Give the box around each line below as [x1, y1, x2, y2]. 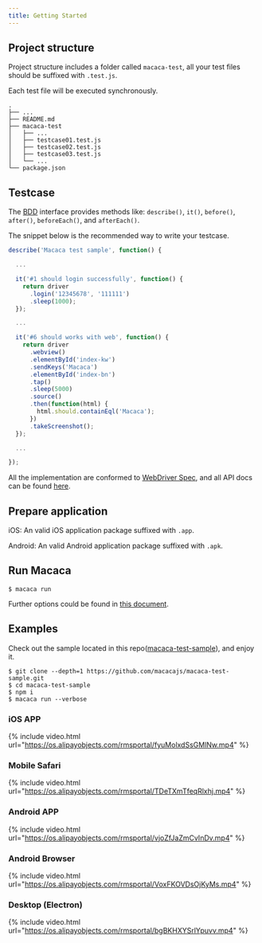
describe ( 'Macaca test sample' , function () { [8, 246, 162, 255]
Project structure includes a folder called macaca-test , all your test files [8, 62, 240, 72]
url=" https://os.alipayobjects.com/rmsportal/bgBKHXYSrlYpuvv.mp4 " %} [8, 925, 248, 936]
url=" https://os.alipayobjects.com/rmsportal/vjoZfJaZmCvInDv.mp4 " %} [8, 833, 245, 843]
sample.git [8, 674, 45, 682]
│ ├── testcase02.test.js [8, 143, 102, 151]
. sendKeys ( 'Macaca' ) [29, 363, 98, 371]
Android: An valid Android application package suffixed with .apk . [8, 541, 223, 550]
